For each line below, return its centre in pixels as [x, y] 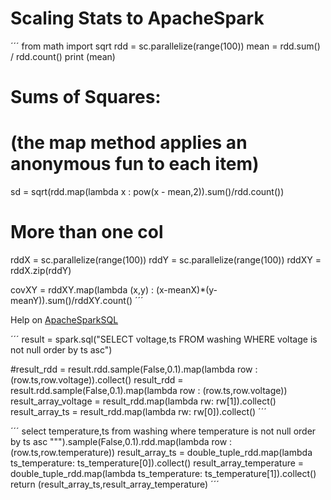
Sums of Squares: [86, 97]
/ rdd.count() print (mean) [63, 56]
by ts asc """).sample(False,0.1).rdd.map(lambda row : [121, 441]
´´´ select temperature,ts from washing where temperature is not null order [163, 431]
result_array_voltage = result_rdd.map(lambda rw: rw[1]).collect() [143, 401]
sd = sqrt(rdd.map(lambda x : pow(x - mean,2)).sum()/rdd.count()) [147, 192]
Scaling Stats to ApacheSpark [137, 18]
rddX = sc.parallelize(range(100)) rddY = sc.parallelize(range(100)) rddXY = [166, 260]
